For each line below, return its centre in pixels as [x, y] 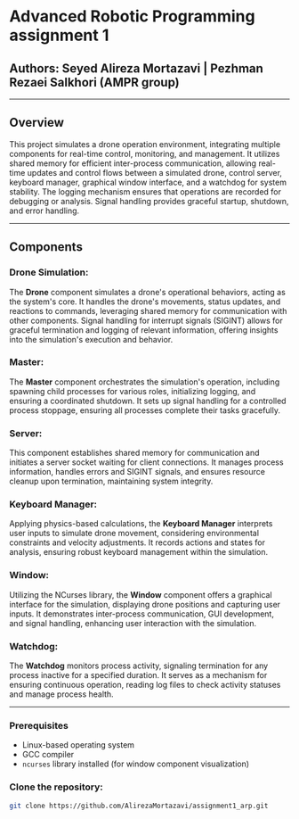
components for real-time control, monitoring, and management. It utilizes [145, 153]
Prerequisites [39, 725]
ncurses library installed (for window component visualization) [136, 764]
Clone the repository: [57, 787]
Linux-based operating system [78, 745]
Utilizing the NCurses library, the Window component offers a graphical [141, 594]
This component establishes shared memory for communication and [134, 453]
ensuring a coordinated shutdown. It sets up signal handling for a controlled [148, 401]
